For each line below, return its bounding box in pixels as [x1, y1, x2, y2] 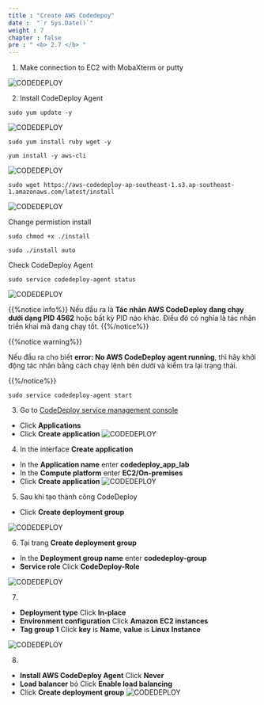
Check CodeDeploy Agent [8, 261, 93, 270]
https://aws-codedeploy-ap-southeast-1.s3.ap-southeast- [43, 181, 236, 189]
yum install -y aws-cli [8, 152, 87, 160]
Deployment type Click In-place [19, 608, 126, 618]
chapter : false [8, 33, 62, 42]
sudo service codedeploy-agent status [8, 276, 136, 284]
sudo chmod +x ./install [8, 233, 90, 241]
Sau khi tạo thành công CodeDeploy [19, 492, 138, 501]
